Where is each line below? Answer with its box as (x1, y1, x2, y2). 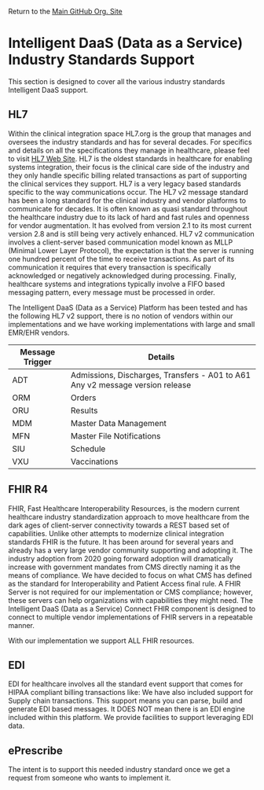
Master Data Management (70, 417, 167, 428)
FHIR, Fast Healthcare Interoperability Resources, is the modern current (8, 503, 240, 513)
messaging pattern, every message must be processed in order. (8, 287, 215, 297)
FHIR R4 (8, 483, 49, 496)
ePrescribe (8, 744, 63, 757)
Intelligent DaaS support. (8, 85, 89, 94)
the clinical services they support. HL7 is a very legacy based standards (8, 178, 241, 188)
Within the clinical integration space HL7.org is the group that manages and (8, 129, 251, 138)
